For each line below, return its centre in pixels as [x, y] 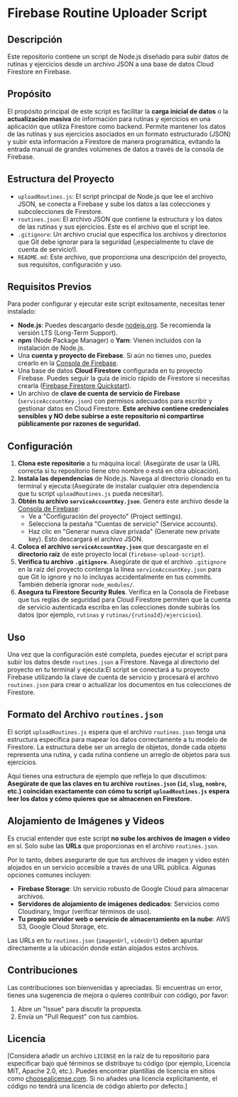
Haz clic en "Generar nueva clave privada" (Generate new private [124, 532]
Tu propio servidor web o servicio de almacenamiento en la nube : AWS [124, 919]
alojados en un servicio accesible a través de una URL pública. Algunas [112, 867]
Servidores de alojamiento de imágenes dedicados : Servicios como [119, 904]
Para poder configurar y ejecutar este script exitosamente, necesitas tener [116, 304]
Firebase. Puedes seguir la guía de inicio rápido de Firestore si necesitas [124, 378]
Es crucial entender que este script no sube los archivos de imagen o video [119, 838]
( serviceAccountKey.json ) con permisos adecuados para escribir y [115, 401]
